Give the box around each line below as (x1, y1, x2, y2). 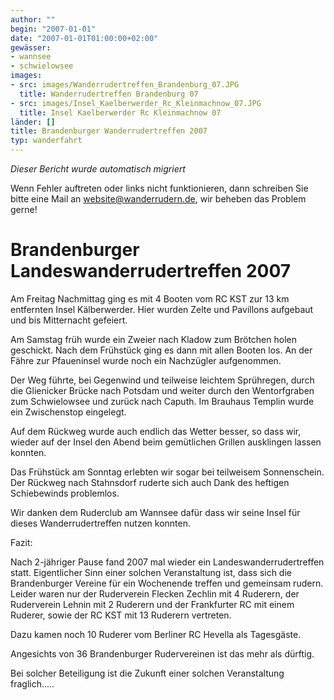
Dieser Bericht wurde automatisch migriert (10, 163, 186, 175)
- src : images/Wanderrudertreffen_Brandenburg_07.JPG (10, 80, 240, 90)
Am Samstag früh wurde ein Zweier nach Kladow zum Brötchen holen (10, 333, 297, 345)
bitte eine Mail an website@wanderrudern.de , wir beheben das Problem (10, 193, 307, 205)
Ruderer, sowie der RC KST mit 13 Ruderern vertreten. (10, 609, 232, 621)
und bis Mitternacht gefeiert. (10, 314, 128, 326)
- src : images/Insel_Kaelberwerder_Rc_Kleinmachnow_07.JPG (10, 98, 262, 108)
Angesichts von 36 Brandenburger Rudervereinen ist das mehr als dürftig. (10, 647, 315, 660)
